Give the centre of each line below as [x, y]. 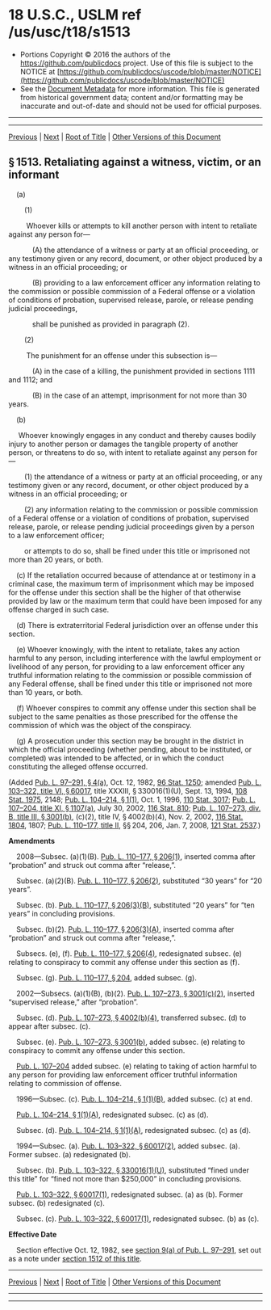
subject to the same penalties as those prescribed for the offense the [123, 716]
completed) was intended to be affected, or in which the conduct [116, 758]
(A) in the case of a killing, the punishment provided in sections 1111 [144, 371]
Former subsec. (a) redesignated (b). [70, 1154]
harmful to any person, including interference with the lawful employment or [135, 658]
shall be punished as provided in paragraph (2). [111, 324]
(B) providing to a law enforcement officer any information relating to [146, 282]
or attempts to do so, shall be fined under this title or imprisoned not [137, 550]
